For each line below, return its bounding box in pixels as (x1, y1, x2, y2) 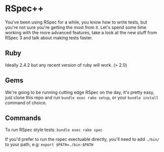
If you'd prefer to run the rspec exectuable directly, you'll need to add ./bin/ (5, 136, 160, 142)
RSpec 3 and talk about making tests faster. (5, 35, 93, 41)
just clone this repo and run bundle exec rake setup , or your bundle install (5, 94, 159, 101)
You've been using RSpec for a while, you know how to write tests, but (5, 19, 147, 25)
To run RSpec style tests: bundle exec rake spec (5, 127, 103, 133)
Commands (5, 114, 42, 122)
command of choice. (5, 100, 47, 105)
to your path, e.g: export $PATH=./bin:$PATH (5, 142, 94, 148)
